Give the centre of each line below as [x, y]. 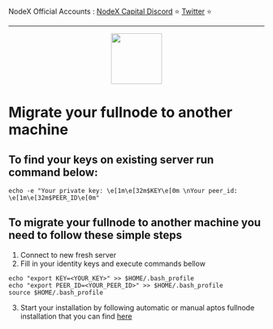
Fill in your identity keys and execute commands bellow [113, 263]
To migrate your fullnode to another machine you [135, 222]
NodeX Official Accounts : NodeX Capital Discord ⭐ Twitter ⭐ [110, 11]
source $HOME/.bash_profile [56, 293]
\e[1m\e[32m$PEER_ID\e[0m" [54, 198]
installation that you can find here [76, 316]
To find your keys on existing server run [111, 159]
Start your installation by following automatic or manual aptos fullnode [137, 307]
